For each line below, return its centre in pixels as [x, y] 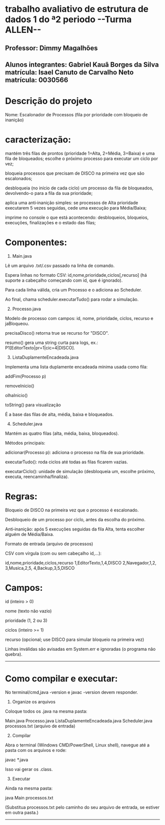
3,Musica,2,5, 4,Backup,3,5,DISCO [40, 568]
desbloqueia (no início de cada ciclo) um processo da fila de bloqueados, [79, 188]
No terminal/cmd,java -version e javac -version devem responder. [72, 692]
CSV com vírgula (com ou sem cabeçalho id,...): [53, 553]
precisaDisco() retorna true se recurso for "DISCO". [57, 333]
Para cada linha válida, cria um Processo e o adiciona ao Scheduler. [74, 290]
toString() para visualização [33, 405]
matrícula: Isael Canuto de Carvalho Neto [69, 72]
